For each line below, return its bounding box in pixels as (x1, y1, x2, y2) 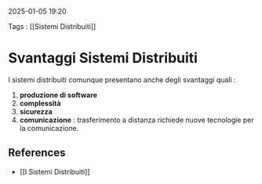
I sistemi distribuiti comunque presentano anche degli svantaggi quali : (8, 74, 237, 85)
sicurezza (19, 106, 53, 116)
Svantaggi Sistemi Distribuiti (8, 49, 198, 67)
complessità (19, 98, 61, 108)
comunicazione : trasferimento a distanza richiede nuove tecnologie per (19, 115, 255, 124)
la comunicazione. (19, 123, 79, 132)
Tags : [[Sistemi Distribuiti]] (8, 22, 96, 31)
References (8, 146, 66, 160)
